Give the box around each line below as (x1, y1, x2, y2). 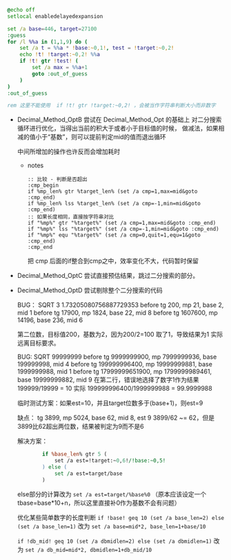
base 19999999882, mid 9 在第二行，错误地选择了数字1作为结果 (17, 375, 199, 384)
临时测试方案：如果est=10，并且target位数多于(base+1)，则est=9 (17, 399, 203, 407)
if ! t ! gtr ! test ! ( (19, 57, 79, 65)
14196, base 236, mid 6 (17, 316, 83, 324)
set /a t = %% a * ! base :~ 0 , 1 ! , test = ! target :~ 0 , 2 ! (19, 45, 174, 52)
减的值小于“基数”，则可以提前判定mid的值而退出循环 (17, 133, 167, 141)
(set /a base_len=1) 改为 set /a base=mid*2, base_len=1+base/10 (17, 522, 206, 530)
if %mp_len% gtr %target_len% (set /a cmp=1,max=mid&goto (27, 188, 198, 195)
